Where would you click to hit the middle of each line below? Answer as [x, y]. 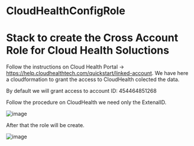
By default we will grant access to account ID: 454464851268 [81, 91]
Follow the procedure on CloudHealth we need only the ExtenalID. [86, 102]
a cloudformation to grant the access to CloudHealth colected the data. [93, 80]
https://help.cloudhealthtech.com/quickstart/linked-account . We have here [97, 73]
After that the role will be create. [45, 125]
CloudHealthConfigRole [66, 11]
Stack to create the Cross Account [92, 38]
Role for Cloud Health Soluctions [88, 51]
